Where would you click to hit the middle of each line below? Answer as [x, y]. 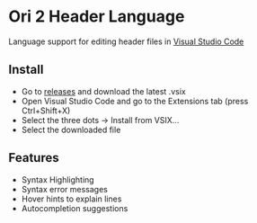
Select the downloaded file [71, 129]
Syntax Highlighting [58, 179]
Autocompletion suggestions [75, 208]
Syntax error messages [65, 189]
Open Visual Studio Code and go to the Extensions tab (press [135, 101]
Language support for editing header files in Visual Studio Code [126, 41]
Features [34, 158]
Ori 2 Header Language [97, 17]
